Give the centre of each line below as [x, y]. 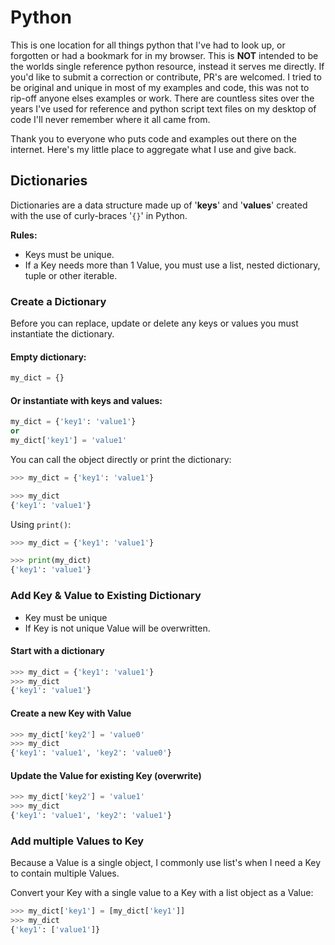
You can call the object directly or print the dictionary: [121, 459]
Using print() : [41, 524]
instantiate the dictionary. [62, 334]
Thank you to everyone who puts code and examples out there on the [153, 138]
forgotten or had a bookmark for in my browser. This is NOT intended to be [164, 55]
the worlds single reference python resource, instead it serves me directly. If [167, 66]
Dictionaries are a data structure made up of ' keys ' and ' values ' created [159, 205]
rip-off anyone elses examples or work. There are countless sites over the [162, 98]
